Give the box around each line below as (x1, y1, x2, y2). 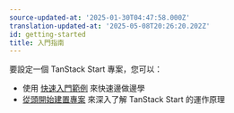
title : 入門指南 (9, 38, 65, 48)
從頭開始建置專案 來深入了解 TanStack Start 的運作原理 (22, 94, 226, 105)
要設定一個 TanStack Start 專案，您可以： (9, 64, 163, 74)
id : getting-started (9, 30, 87, 39)
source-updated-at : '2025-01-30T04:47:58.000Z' (9, 13, 191, 22)
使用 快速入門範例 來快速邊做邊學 (22, 83, 145, 94)
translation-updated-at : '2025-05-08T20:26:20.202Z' (9, 22, 211, 30)
